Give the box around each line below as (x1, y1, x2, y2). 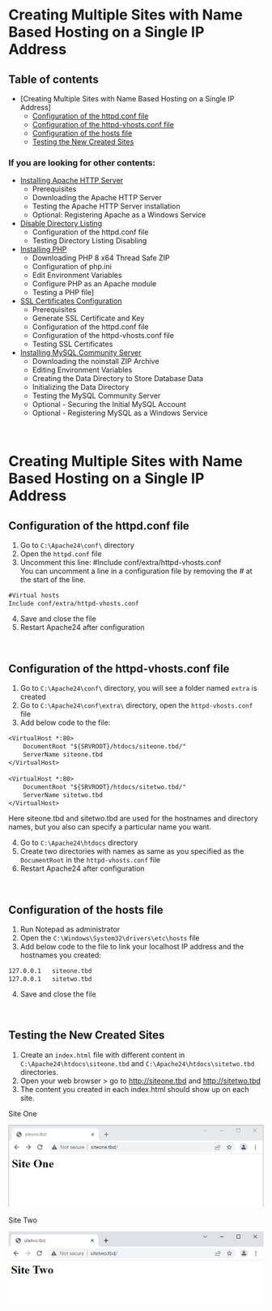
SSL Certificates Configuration (19, 296, 123, 306)
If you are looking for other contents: (8, 156, 156, 168)
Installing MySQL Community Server (19, 348, 142, 358)
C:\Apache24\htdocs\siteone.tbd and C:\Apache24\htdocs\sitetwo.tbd (19, 1058, 255, 1068)
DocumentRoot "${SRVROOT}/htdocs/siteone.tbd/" (23, 743, 186, 751)
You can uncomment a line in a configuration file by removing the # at (19, 566, 253, 576)
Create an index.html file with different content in (19, 1050, 185, 1060)
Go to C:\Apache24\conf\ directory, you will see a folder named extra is (19, 683, 257, 693)
